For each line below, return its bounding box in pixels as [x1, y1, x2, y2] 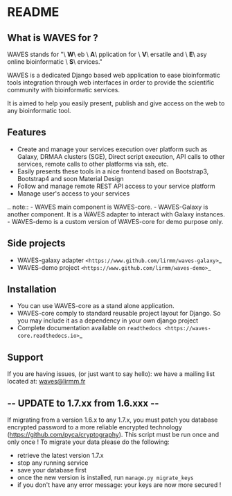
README [7, 4, 60, 20]
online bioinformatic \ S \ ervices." [7, 58, 102, 66]
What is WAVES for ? [7, 32, 98, 44]
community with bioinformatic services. [7, 86, 120, 94]
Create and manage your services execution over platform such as [17, 145, 208, 153]
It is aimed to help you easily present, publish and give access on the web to [7, 99, 225, 108]
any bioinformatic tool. [7, 107, 71, 114]
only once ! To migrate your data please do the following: [7, 438, 170, 446]
